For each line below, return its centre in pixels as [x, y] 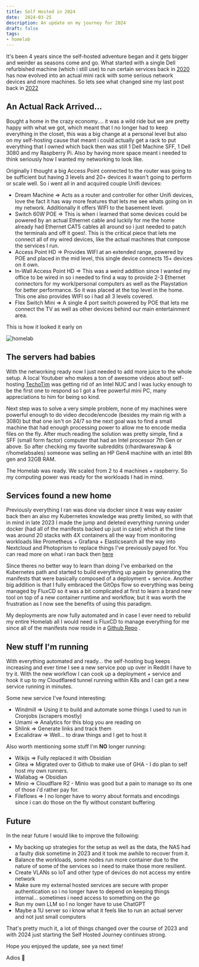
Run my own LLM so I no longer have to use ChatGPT [80, 904]
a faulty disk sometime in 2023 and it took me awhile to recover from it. [102, 854]
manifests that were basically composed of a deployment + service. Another [99, 578]
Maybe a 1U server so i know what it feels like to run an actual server [99, 910]
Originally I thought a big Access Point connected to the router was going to [99, 171]
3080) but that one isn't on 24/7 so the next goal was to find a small [89, 421]
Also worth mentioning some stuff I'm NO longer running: [76, 746]
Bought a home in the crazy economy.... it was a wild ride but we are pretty [98, 121]
